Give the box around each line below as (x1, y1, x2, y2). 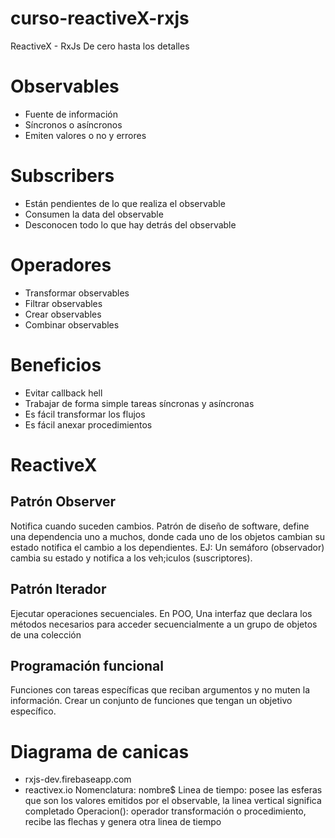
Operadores (10, 254, 112, 276)
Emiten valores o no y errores (24, 129, 147, 141)
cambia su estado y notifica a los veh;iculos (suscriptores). (10, 552, 253, 564)
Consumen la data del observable (24, 208, 164, 220)
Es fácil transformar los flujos (24, 408, 146, 420)
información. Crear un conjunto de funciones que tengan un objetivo (10, 695, 293, 707)
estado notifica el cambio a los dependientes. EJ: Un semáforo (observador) (10, 541, 325, 553)
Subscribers (10, 165, 115, 187)
